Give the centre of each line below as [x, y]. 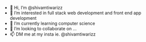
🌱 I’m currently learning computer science [52, 23]
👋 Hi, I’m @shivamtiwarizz [36, 8]
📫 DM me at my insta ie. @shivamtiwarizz [53, 34]
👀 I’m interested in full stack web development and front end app [75, 13]
